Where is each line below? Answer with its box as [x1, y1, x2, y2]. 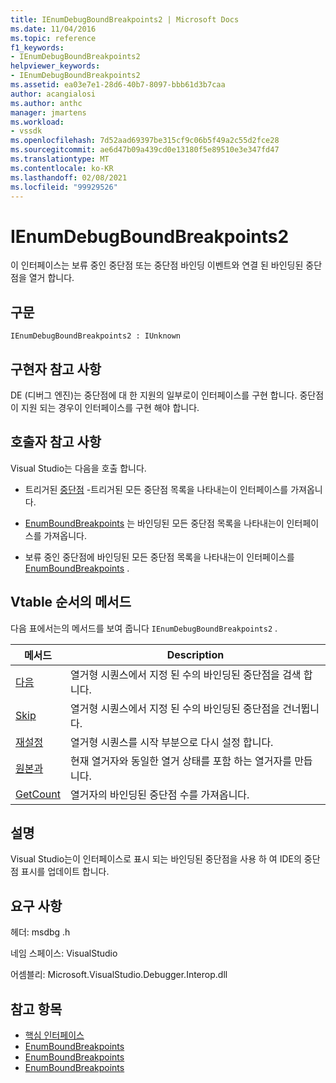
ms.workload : [10, 117, 65, 127]
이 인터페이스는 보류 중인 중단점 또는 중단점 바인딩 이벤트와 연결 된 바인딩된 [10, 259, 304, 271]
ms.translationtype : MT [10, 154, 110, 164]
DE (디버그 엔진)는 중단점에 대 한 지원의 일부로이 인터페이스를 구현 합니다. [10, 389, 298, 401]
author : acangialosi [10, 89, 97, 99]
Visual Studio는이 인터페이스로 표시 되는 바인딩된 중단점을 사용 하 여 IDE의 [10, 853, 302, 865]
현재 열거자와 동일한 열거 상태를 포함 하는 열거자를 [69, 754, 292, 768]
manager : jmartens [10, 107, 87, 118]
